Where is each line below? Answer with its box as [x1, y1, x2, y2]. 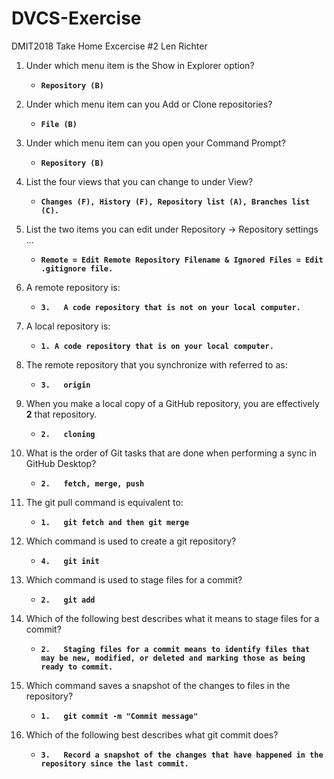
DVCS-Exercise [11, 7, 142, 30]
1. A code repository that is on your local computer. [40, 341, 274, 351]
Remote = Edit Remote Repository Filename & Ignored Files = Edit [40, 255, 324, 265]
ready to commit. [40, 662, 114, 672]
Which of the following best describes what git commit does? [25, 728, 279, 741]
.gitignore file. [40, 263, 114, 274]
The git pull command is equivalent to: [25, 496, 184, 508]
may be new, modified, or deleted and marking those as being [40, 653, 306, 663]
